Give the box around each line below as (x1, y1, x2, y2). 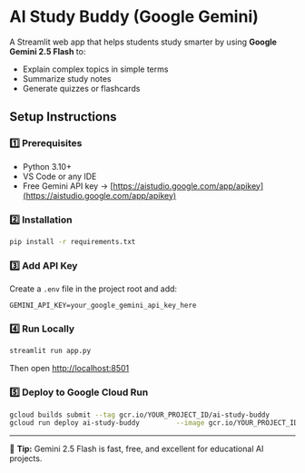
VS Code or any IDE (22, 171, 97, 182)
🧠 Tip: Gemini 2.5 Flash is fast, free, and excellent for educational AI (9, 443, 264, 455)
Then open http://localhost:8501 (9, 363, 130, 374)
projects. (9, 453, 43, 464)
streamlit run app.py (9, 347, 92, 356)
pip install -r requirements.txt (9, 237, 136, 246)
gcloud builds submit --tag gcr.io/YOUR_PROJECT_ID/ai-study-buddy (9, 410, 271, 419)
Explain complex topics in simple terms (22, 64, 169, 74)
